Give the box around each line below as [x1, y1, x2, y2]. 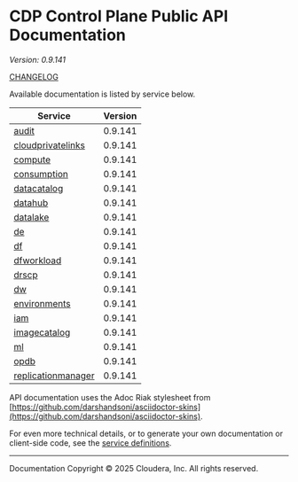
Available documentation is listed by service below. [9, 89, 196, 99]
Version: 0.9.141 [9, 54, 67, 65]
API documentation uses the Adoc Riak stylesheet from [9, 392, 211, 402]
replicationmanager [13, 369, 95, 382]
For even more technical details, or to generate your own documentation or [9, 428, 284, 439]
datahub [13, 197, 49, 209]
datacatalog [13, 182, 64, 194]
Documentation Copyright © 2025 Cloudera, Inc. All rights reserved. [9, 463, 259, 473]
